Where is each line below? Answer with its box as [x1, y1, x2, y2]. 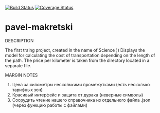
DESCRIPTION [5, 38, 34, 43]
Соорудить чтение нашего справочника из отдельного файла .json [12, 97, 151, 103]
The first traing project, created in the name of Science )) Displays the [5, 47, 145, 53]
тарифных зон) [12, 87, 43, 93]
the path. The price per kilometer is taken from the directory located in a [5, 57, 150, 63]
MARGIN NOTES [5, 72, 38, 78]
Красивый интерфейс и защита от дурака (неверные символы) [12, 92, 143, 97]
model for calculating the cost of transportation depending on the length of [5, 52, 156, 58]
